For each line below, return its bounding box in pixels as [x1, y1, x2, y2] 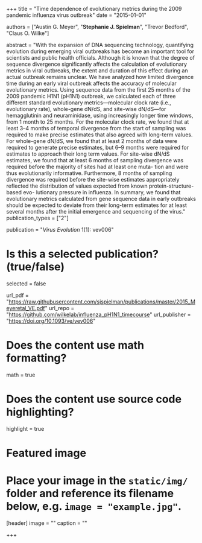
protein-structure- [148, 182, 194, 189]
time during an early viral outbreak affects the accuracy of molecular [6, 80, 177, 87]
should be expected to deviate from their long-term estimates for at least [6, 202, 187, 209]
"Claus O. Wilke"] [6, 30, 49, 37]
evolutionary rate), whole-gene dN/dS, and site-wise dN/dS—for [6, 106, 166, 112]
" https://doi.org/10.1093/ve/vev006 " [6, 317, 96, 325]
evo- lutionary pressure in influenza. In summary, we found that [23, 189, 181, 195]
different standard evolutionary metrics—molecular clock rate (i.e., [6, 99, 171, 106]
